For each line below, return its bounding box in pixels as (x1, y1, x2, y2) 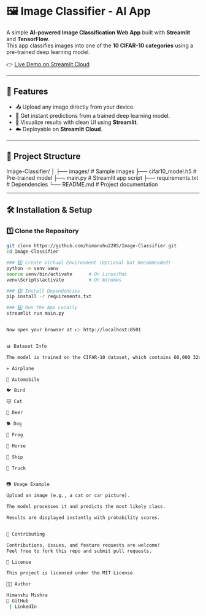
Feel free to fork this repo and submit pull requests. (6, 548, 152, 554)
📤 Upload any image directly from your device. (15, 103, 135, 110)
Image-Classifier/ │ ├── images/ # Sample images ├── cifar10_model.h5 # (6, 167, 197, 175)
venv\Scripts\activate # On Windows (6, 277, 122, 283)
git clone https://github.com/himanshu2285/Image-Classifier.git (6, 243, 177, 249)
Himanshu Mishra (6, 592, 48, 598)
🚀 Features (6, 87, 48, 97)
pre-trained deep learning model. (6, 48, 90, 55)
